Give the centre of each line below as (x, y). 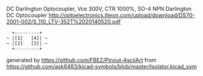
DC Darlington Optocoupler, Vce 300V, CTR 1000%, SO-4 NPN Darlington (99, 9)
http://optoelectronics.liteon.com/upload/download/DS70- (122, 15)
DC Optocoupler (27, 15)
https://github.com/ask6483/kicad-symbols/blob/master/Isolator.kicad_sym (102, 67)
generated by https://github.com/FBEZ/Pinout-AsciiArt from (82, 60)
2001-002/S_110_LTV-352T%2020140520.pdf (64, 22)
